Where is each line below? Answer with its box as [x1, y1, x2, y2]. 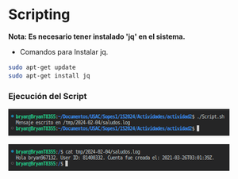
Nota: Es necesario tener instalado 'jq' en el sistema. [8, 32, 186, 41]
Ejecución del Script [8, 90, 87, 101]
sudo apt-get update [8, 63, 77, 71]
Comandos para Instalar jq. [19, 47, 109, 56]
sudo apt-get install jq [8, 71, 90, 80]
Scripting [8, 6, 71, 24]
